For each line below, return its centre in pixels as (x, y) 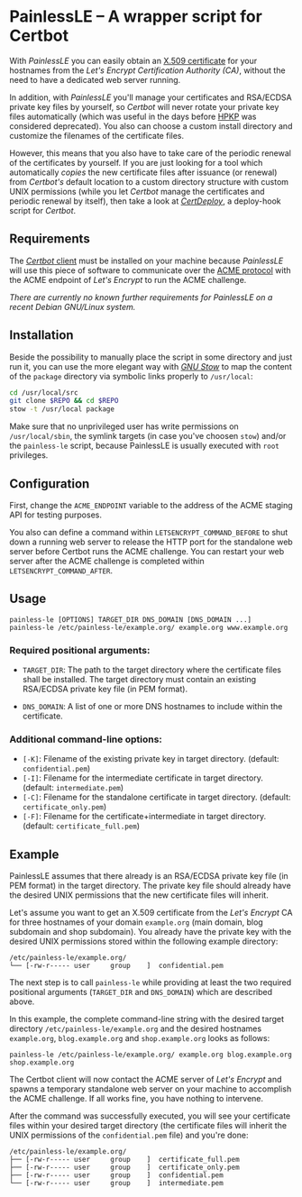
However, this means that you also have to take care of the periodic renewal (150, 153)
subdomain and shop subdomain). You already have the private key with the (151, 932)
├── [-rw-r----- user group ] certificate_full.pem (125, 1160)
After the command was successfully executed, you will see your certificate (150, 1116)
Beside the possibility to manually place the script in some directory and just (151, 357)
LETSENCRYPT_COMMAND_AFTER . (61, 571)
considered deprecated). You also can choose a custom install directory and (151, 126)
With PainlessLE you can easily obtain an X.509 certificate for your (133, 60)
